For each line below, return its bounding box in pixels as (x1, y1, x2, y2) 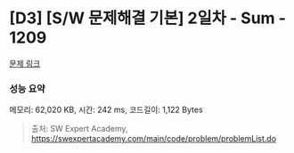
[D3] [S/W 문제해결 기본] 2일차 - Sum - (9, 8, 287, 28)
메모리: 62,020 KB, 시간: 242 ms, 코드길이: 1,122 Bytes (9, 104, 203, 116)
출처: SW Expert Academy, (30, 124, 128, 134)
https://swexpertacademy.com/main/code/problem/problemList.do (30, 133, 277, 144)
